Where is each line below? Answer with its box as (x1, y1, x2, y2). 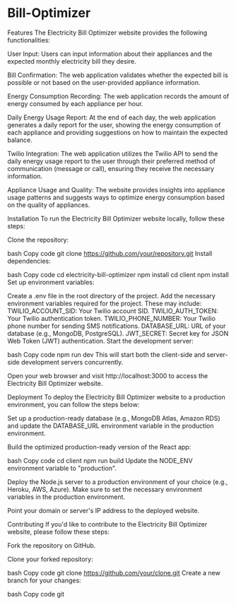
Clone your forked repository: (7, 555, 93, 563)
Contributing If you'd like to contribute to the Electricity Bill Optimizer (7, 519, 208, 528)
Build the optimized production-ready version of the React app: (7, 442, 191, 451)
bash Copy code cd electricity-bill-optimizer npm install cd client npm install (7, 270, 230, 278)
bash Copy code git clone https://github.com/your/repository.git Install (7, 249, 213, 257)
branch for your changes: (7, 576, 81, 585)
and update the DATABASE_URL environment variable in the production (7, 421, 214, 430)
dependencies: (7, 257, 51, 265)
